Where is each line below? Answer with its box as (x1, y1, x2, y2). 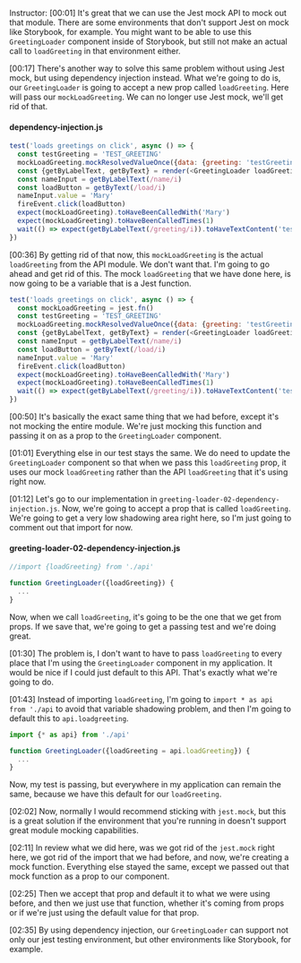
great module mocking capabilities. (9, 825, 139, 836)
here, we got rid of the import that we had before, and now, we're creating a (9, 852, 289, 863)
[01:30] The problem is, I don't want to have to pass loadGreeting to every (9, 648, 282, 658)
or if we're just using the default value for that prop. (9, 907, 200, 918)
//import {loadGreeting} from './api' (9, 563, 154, 572)
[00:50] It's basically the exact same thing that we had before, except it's (9, 411, 279, 422)
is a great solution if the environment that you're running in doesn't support (9, 815, 287, 827)
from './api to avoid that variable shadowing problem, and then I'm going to (9, 703, 291, 714)
